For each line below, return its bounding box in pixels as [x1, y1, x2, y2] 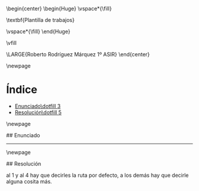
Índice [6, 83, 37, 96]
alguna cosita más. [6, 177, 52, 185]
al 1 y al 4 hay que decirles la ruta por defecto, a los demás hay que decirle [6, 171, 189, 179]
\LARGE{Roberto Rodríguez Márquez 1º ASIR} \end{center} [6, 51, 150, 58]
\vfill [6, 40, 17, 46]
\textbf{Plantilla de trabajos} [6, 17, 75, 23]
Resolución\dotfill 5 [14, 109, 62, 116]
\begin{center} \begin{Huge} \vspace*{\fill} [6, 5, 112, 12]
